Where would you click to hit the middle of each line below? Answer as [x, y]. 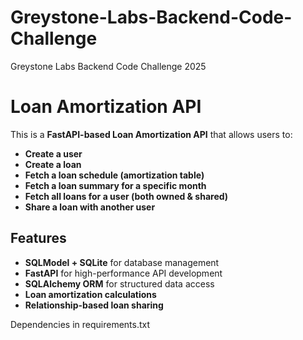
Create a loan [53, 164]
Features [38, 238]
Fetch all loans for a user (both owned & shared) [126, 196]
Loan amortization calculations [90, 294]
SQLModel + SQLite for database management [122, 262]
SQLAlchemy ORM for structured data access [119, 283]
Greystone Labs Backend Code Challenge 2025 [108, 66]
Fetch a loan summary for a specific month [115, 185]
